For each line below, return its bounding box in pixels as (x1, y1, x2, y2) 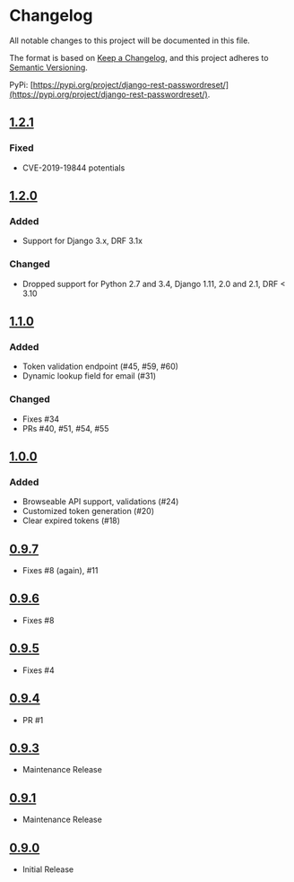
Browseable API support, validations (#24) (22, 496, 179, 507)
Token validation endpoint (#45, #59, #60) (22, 361, 179, 372)
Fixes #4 (22, 665, 56, 676)
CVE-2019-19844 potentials (22, 162, 125, 173)
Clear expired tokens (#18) (22, 515, 121, 526)
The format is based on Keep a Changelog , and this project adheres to (9, 52, 269, 63)
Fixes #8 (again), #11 (22, 565, 99, 576)
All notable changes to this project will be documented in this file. (9, 35, 251, 46)
